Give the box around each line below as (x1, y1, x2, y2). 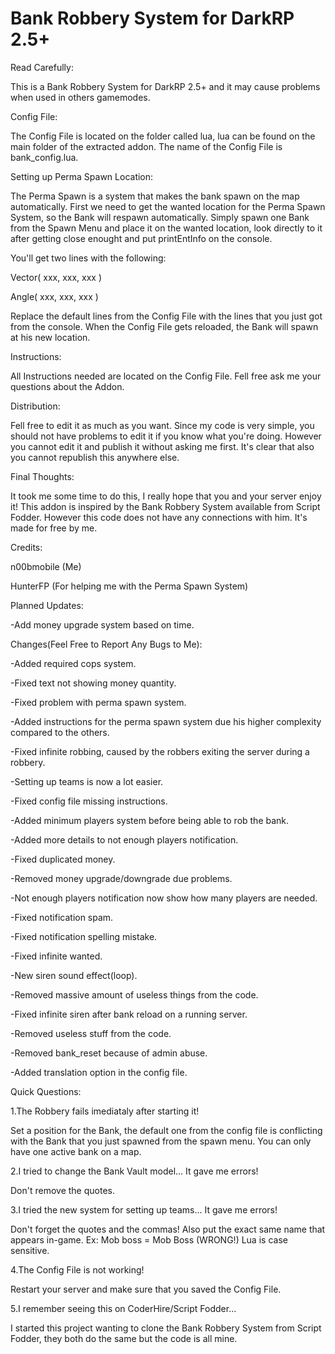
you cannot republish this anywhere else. (10, 451, 180, 463)
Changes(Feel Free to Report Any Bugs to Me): (10, 638, 203, 650)
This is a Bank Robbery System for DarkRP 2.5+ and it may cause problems (10, 80, 321, 92)
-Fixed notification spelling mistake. (10, 930, 158, 942)
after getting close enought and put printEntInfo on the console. (10, 232, 273, 244)
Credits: (10, 541, 43, 553)
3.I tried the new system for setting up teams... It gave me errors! (10, 1203, 278, 1216)
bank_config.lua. (10, 151, 79, 163)
